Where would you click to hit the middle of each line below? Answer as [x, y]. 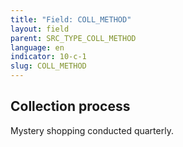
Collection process [70, 106]
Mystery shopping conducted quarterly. [92, 130]
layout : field [40, 29]
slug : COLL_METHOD [48, 66]
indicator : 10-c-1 [48, 57]
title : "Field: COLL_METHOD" [71, 19]
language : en [37, 47]
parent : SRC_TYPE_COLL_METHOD [73, 38]
